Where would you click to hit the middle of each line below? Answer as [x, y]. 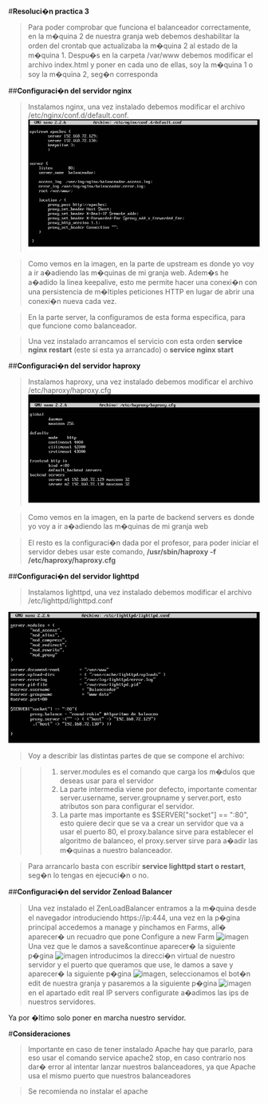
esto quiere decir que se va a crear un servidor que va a [152, 823]
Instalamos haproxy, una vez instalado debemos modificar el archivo [140, 382]
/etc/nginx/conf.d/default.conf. [78, 115]
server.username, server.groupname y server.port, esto [150, 798]
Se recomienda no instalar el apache [88, 1091]
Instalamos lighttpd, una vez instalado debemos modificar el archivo [140, 592]
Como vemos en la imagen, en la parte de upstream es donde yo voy [141, 264]
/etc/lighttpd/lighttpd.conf [70, 600]
